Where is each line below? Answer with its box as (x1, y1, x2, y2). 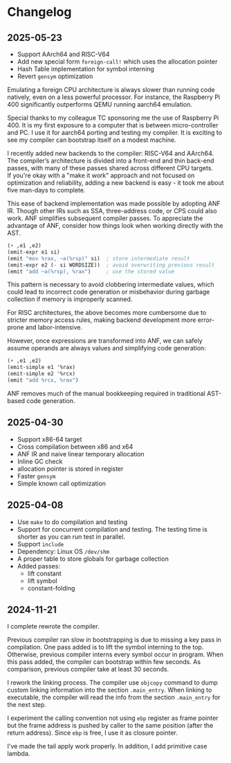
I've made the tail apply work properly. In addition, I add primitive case (7, 742, 207, 751)
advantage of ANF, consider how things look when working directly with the (7, 222, 223, 229)
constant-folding (27, 584, 75, 592)
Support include (17, 539, 64, 548)
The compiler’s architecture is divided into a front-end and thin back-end (7, 156, 214, 165)
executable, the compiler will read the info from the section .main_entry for (7, 693, 221, 701)
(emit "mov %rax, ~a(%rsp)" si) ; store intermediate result (7, 255, 190, 262)
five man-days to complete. (7, 186, 86, 194)
